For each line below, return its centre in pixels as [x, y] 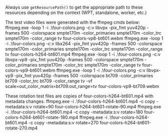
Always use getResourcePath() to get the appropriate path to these [74, 7]
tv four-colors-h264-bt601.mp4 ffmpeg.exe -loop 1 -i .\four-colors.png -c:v [83, 54]
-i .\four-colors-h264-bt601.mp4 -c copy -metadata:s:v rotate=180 [74, 112]
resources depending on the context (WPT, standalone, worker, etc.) [76, 13]
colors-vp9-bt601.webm [30, 70]
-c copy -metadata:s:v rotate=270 [63, 123]
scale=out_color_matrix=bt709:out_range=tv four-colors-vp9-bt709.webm [82, 86]
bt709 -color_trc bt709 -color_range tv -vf [49, 81]
